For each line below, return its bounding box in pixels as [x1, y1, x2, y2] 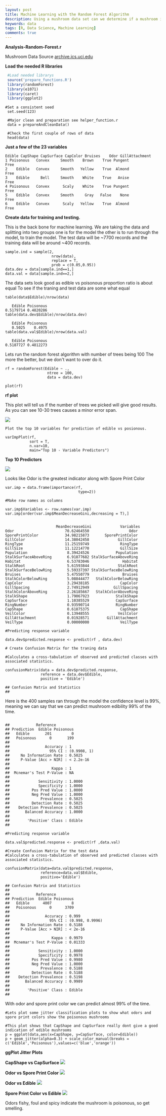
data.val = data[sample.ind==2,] [5, 271, 74, 276]
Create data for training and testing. [5, 215, 81, 221]
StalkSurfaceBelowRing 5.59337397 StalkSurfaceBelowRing [5, 568, 138, 573]
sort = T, [29, 439, 50, 445]
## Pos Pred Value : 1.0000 [5, 788, 83, 793]
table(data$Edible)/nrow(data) [5, 295, 70, 300]
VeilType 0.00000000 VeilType [5, 620, 138, 625]
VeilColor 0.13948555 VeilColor [5, 611, 138, 616]
